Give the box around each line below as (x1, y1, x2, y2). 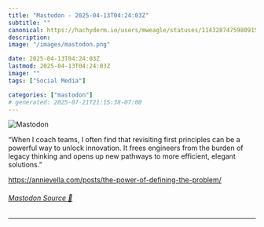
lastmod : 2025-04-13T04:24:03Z (8, 62, 111, 71)
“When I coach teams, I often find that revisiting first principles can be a (8, 135, 241, 145)
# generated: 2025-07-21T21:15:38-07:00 (8, 98, 143, 106)
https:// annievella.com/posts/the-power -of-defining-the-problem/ (8, 175, 222, 185)
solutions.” (8, 160, 42, 170)
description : (8, 33, 51, 42)
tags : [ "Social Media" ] (8, 76, 86, 85)
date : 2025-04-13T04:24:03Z (8, 55, 101, 63)
